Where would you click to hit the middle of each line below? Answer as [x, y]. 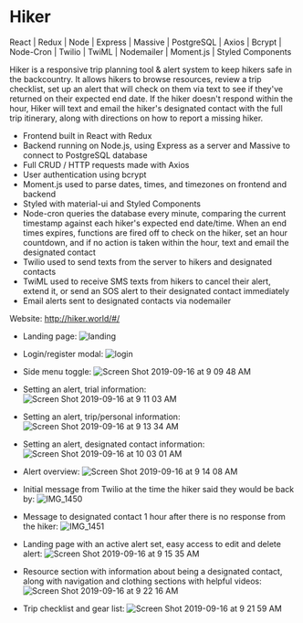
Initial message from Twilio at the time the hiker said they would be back [158, 489]
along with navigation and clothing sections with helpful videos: [142, 581]
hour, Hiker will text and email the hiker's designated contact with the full [146, 108]
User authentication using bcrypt [84, 174]
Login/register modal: [63, 354]
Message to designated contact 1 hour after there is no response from [154, 516]
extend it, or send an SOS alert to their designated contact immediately [156, 290]
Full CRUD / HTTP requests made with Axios [106, 164]
